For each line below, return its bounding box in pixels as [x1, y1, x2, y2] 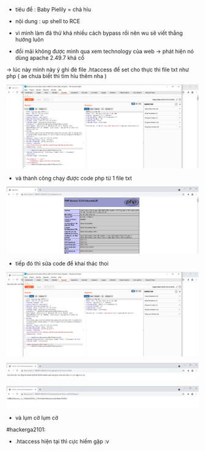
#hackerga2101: [6, 425, 46, 433]
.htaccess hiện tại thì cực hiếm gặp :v [15, 438, 110, 445]
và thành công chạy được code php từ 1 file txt [15, 174, 132, 182]
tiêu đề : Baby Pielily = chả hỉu [15, 6, 92, 13]
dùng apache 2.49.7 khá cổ [15, 54, 85, 61]
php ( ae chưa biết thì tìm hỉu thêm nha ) [6, 73, 107, 79]
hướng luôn [15, 36, 44, 43]
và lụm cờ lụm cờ [15, 414, 59, 421]
